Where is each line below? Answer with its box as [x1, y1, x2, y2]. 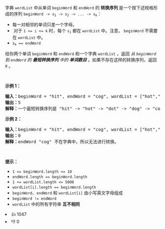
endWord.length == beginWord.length [12, 175, 87, 179]
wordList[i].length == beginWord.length [12, 185, 96, 190]
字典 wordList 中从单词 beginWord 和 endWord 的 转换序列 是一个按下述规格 [5, 5, 154, 10]
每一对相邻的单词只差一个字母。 [12, 22, 77, 27]
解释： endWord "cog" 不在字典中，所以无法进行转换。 [5, 139, 119, 145]
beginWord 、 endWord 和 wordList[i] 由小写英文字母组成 [12, 190, 123, 196]
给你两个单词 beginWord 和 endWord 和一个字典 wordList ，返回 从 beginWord [5, 51, 156, 57]
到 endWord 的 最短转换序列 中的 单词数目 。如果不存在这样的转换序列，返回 [5, 57, 157, 63]
